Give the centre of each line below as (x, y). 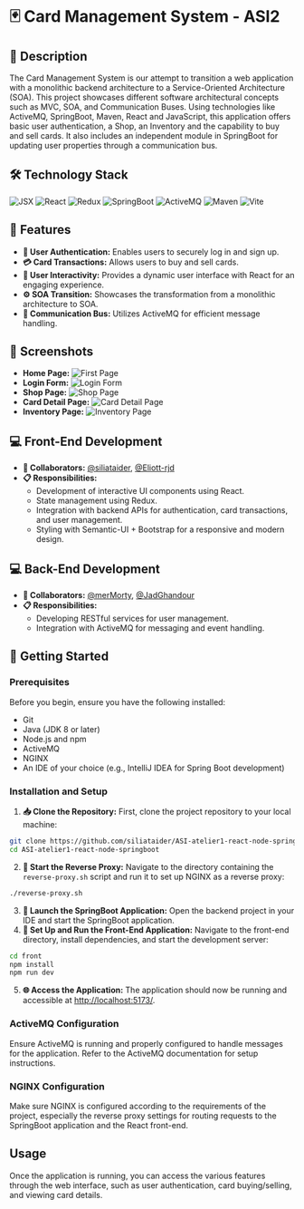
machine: (40, 825)
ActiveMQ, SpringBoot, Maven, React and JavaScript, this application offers (150, 116)
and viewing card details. (56, 1194)
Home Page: (46, 373)
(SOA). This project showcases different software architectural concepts (144, 97)
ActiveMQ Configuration (64, 1024)
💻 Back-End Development (85, 569)
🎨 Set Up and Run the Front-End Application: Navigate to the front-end (156, 930)
